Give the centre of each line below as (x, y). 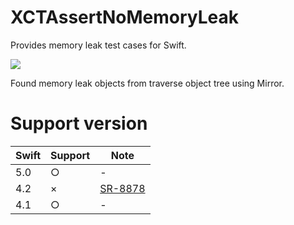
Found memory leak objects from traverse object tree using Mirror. (147, 83)
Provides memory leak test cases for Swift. (98, 45)
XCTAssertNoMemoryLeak (125, 17)
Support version (79, 123)
